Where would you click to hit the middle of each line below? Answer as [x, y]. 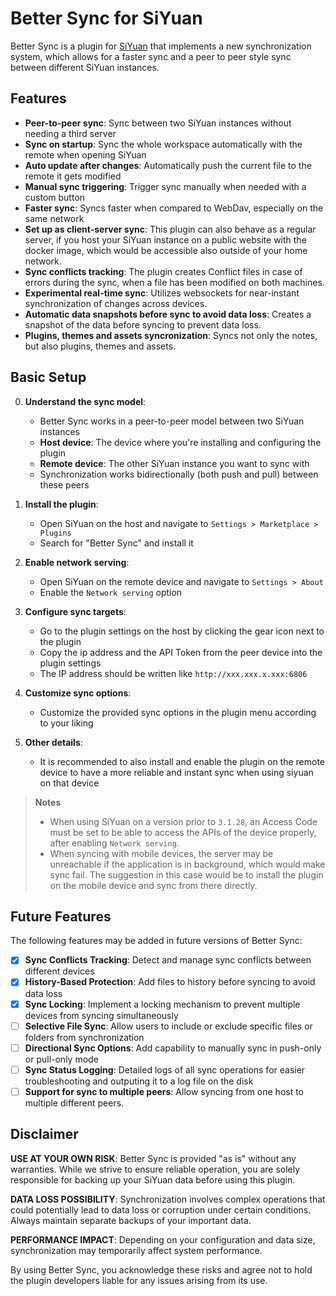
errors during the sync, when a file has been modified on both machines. [174, 282]
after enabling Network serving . [114, 843]
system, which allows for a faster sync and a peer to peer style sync [151, 56]
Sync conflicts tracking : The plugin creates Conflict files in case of [163, 271]
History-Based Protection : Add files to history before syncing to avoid [170, 982]
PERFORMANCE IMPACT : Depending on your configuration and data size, [163, 1239]
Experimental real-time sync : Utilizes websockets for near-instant [162, 293]
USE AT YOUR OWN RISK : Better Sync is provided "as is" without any [153, 1158]
